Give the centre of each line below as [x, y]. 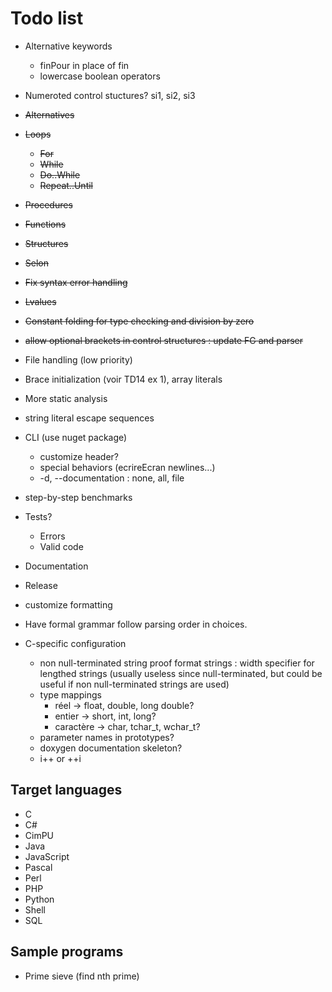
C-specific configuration [75, 643]
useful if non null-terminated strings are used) [134, 684]
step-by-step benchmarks [78, 497]
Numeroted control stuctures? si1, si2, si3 [110, 95]
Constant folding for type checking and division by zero [139, 321]
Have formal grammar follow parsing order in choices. [136, 624]
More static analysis [66, 398]
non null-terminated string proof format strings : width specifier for [177, 663]
